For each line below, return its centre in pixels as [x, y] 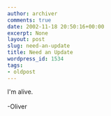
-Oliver [17, 106]
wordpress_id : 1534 [36, 59]
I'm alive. [20, 92]
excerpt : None [28, 33]
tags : [15, 65]
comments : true [29, 20]
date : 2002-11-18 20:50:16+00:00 [56, 26]
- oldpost [22, 72]
